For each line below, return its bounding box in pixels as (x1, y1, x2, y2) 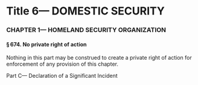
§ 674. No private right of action (6, 40, 87, 48)
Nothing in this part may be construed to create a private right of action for (6, 54, 192, 61)
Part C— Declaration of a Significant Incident (6, 72, 118, 80)
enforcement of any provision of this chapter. (6, 60, 119, 68)
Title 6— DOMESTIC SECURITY (6, 4, 165, 18)
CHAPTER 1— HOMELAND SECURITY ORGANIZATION (6, 26, 167, 34)
